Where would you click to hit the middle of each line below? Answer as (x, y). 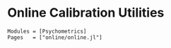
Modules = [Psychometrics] (47, 31)
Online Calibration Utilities (86, 13)
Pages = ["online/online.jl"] (55, 37)
